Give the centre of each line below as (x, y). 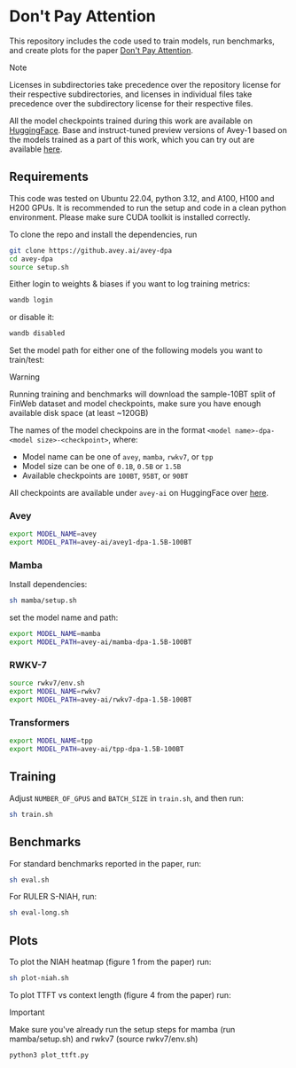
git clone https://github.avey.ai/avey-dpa (91, 250)
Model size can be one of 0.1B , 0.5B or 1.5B (101, 467)
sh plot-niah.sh (39, 978)
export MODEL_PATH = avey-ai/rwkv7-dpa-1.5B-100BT (101, 700)
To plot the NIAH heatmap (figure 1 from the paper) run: (110, 962)
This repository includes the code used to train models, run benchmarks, (142, 41)
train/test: (27, 360)
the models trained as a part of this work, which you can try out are (132, 139)
